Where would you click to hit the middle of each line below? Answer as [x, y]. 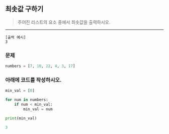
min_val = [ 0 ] [20, 91]
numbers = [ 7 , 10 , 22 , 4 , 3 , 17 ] [40, 66]
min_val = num [38, 109]
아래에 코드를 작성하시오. [33, 80]
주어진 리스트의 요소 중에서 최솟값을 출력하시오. [64, 22]
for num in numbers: [27, 100]
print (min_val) [21, 118]
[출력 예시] [16, 37]
